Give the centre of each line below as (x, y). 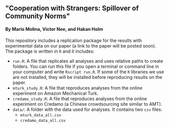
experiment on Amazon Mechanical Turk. (55, 93)
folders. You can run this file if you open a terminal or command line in (86, 66)
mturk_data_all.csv (41, 115)
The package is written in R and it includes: (50, 51)
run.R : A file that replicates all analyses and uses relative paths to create (88, 61)
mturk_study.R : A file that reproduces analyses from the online (77, 88)
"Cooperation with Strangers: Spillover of (72, 8)
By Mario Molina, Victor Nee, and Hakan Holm (54, 29)
